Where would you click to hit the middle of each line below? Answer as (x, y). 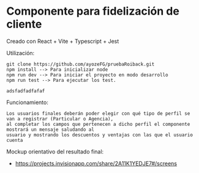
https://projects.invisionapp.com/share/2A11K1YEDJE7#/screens (96, 163)
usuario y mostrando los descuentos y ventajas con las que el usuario (99, 135)
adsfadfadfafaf (26, 91)
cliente (24, 24)
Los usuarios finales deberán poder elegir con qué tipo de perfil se (98, 113)
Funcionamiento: (28, 102)
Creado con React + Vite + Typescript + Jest (63, 41)
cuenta (15, 140)
